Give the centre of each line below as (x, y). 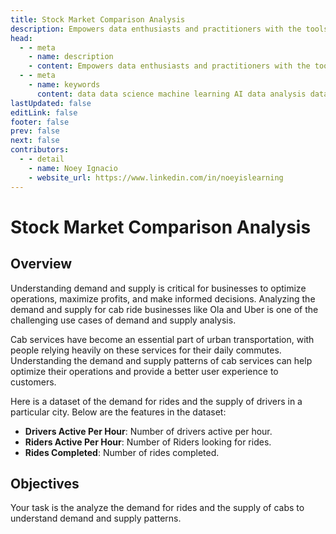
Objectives (45, 483)
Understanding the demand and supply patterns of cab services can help (161, 360)
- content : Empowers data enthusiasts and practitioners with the (169, 66)
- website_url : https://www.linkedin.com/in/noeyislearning (156, 177)
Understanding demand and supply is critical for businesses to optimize (158, 288)
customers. (33, 382)
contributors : (40, 150)
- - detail (42, 159)
